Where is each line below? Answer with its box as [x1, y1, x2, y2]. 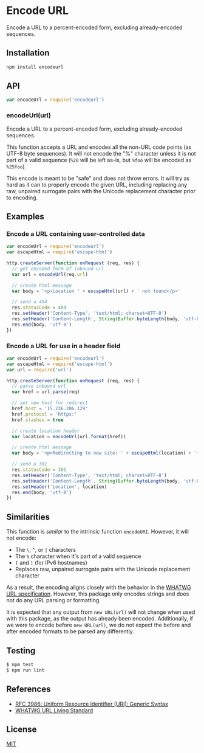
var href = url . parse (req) [12, 389, 80, 395]
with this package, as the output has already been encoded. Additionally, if [6, 615, 193, 622]
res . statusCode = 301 [12, 467, 67, 473]
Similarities [6, 512, 50, 522]
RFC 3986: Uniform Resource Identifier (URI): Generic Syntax [15, 700, 169, 707]
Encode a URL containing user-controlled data [6, 229, 145, 238]
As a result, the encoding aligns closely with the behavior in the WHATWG [6, 584, 191, 591]
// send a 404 [12, 299, 47, 305]
